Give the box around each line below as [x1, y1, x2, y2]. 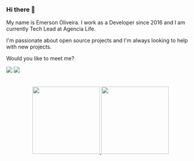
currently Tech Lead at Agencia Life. [6, 25, 96, 32]
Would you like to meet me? [6, 55, 75, 62]
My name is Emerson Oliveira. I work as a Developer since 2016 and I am [6, 19, 186, 26]
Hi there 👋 [6, 5, 36, 14]
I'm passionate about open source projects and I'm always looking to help [6, 37, 189, 44]
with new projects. [6, 43, 52, 50]
